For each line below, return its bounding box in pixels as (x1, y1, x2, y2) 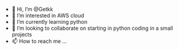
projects (11, 31, 33, 38)
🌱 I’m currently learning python (11, 18, 88, 25)
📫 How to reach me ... (11, 37, 67, 45)
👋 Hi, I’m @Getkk (11, 6, 53, 12)
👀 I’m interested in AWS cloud (11, 12, 85, 19)
